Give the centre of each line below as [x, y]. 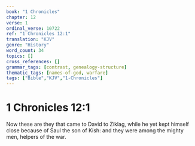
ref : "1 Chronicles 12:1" [38, 34]
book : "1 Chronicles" [33, 12]
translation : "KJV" [31, 39]
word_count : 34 [25, 51]
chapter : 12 [21, 17]
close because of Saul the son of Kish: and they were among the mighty [95, 131]
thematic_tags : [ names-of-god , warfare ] [57, 73]
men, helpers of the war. [36, 137]
